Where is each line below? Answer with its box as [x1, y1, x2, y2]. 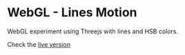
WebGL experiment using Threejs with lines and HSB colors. [7, 27, 178, 35]
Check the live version [7, 40, 71, 48]
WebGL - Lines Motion [7, 5, 137, 20]
